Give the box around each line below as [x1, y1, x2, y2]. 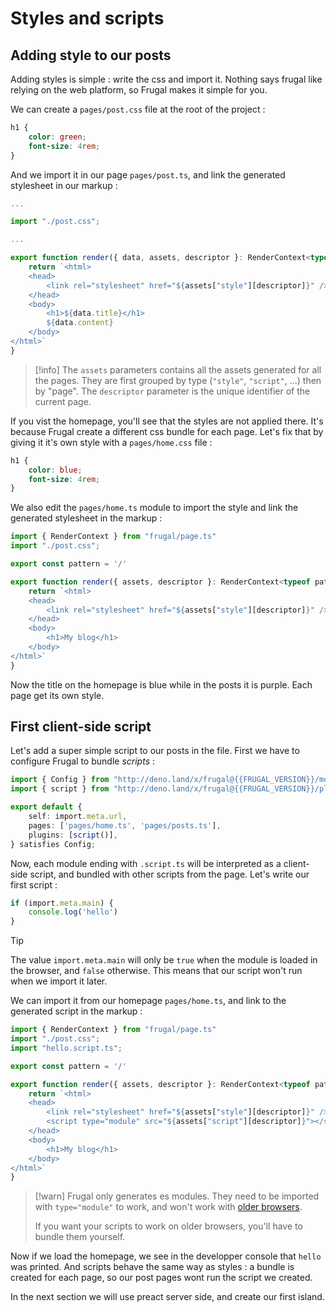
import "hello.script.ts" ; [10, 1043, 123, 1053]
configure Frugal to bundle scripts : [10, 755, 155, 767]
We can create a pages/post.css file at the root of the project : [10, 103, 266, 115]
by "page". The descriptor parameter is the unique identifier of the [34, 385, 311, 397]
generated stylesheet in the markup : [10, 512, 163, 524]
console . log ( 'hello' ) [28, 907, 118, 917]
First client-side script [10, 718, 152, 736]
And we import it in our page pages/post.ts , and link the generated [10, 168, 286, 181]
